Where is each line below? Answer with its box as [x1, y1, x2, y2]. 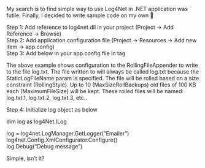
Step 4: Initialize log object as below [6, 106, 98, 113]
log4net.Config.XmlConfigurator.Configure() [6, 136, 118, 143]
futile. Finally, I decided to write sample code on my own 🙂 [6, 12, 154, 19]
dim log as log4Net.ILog [6, 118, 68, 125]
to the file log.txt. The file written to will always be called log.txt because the [6, 68, 199, 75]
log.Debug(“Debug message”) [6, 143, 83, 150]
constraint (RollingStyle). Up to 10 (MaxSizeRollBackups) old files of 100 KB [6, 81, 196, 88]
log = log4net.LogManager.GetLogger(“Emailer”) [6, 130, 130, 137]
